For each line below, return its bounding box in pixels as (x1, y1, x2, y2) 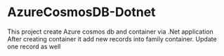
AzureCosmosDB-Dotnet (7, 4, 156, 20)
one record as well (7, 42, 61, 50)
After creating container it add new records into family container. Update (7, 34, 217, 43)
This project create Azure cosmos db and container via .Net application (7, 27, 214, 36)
